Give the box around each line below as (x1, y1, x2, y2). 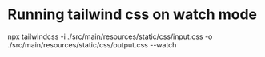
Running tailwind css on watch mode (7, 6, 258, 24)
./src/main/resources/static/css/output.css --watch (7, 40, 177, 49)
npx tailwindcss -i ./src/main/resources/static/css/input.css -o (7, 32, 213, 41)
